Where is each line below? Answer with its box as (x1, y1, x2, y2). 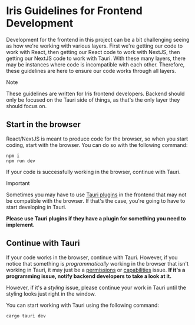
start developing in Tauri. (6, 203, 67, 210)
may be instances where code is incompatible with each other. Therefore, (6, 61, 185, 68)
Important (6, 179, 30, 186)
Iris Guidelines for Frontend (6, 4, 143, 18)
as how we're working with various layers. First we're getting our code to (6, 42, 183, 49)
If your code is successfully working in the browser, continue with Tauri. (6, 168, 181, 175)
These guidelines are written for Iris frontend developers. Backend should (6, 90, 185, 97)
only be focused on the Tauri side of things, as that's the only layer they (6, 96, 180, 103)
